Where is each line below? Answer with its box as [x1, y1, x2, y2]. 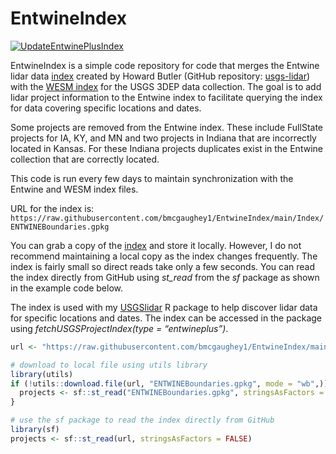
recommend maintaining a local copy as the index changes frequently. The [10, 250, 318, 262]
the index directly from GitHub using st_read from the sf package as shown [10, 271, 320, 283]
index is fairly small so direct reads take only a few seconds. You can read [10, 260, 316, 272]
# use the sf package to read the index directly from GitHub [10, 415, 275, 426]
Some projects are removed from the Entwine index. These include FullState [10, 121, 323, 133]
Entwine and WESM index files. [10, 183, 139, 195]
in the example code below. [10, 282, 124, 294]
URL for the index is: [10, 202, 95, 214]
